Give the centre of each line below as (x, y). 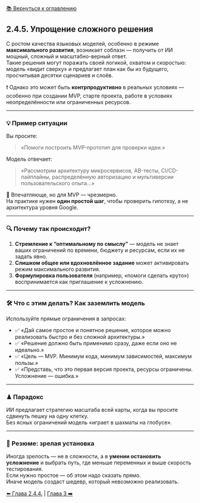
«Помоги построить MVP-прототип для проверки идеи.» (93, 148)
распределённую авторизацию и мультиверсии (113, 177)
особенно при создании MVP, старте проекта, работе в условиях (89, 96)
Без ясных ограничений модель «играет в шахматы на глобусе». (89, 422)
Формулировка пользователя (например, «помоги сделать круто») (102, 276)
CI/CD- (170, 171)
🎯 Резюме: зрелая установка (50, 443)
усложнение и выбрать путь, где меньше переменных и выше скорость (99, 463)
